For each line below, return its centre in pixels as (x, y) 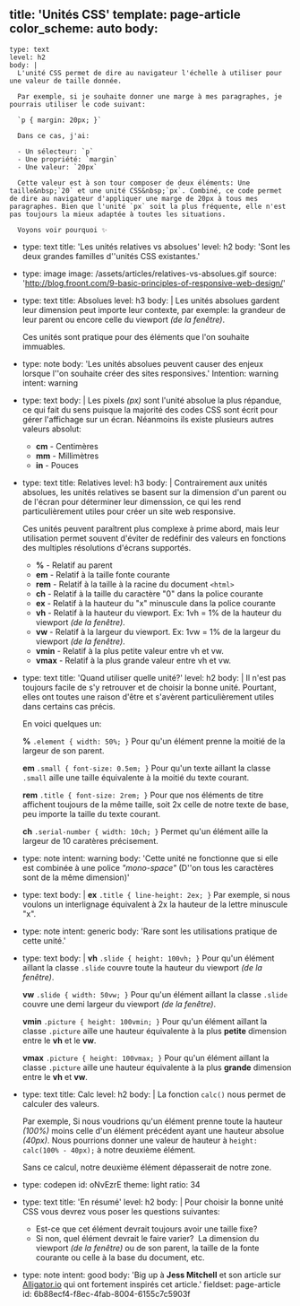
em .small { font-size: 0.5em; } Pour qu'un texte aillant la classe (146, 768)
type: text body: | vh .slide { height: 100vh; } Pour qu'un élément (148, 958)
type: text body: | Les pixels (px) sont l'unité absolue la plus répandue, (152, 400)
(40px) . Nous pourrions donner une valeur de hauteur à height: (140, 1140)
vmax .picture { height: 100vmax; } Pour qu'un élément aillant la (146, 1058)
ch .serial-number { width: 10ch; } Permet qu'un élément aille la (145, 831)
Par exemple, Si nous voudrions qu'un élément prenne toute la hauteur (153, 1121)
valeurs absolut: (52, 429)
